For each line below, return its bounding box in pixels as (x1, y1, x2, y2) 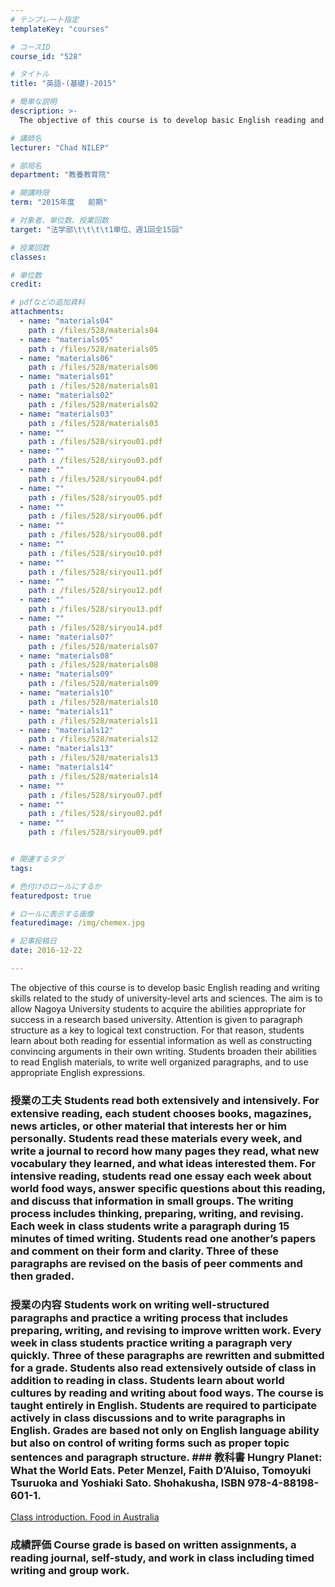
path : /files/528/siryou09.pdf (28, 827, 163, 838)
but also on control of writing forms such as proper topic (10, 1436, 290, 1450)
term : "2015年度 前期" (10, 197, 108, 208)
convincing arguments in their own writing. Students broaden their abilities (10, 1045, 317, 1057)
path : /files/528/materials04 (28, 325, 159, 335)
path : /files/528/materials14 (28, 771, 159, 781)
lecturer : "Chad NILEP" (10, 142, 110, 153)
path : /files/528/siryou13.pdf (28, 604, 163, 615)
